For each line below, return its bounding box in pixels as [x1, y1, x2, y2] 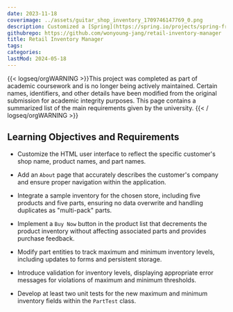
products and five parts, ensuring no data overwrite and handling [17, 198, 203, 207]
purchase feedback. [17, 234, 75, 243]
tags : [7, 42, 23, 49]
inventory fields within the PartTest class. [17, 296, 137, 305]
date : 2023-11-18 [7, 10, 58, 17]
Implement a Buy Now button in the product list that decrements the [17, 219, 207, 227]
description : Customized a [7, 23, 85, 30]
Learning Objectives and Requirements [7, 131, 180, 143]
